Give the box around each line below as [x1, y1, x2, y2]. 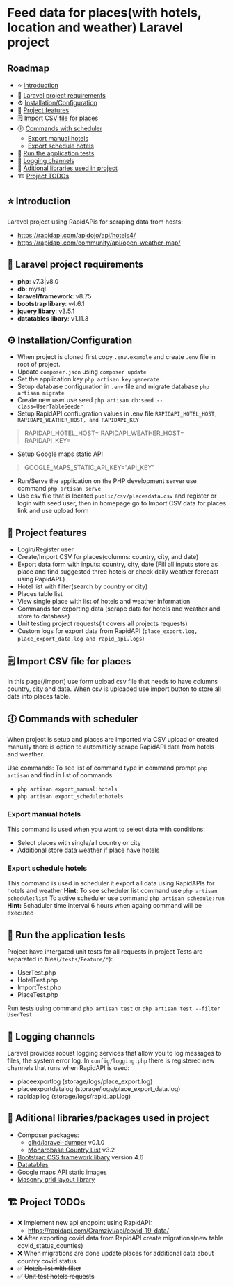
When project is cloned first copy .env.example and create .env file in [17, 353, 216, 361]
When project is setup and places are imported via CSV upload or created [7, 735, 219, 743]
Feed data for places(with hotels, [7, 5, 202, 21]
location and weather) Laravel [7, 20, 183, 36]
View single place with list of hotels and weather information [17, 597, 191, 606]
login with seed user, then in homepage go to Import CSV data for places [17, 499, 227, 508]
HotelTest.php [17, 976, 58, 984]
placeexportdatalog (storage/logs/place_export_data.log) [17, 1085, 181, 1093]
